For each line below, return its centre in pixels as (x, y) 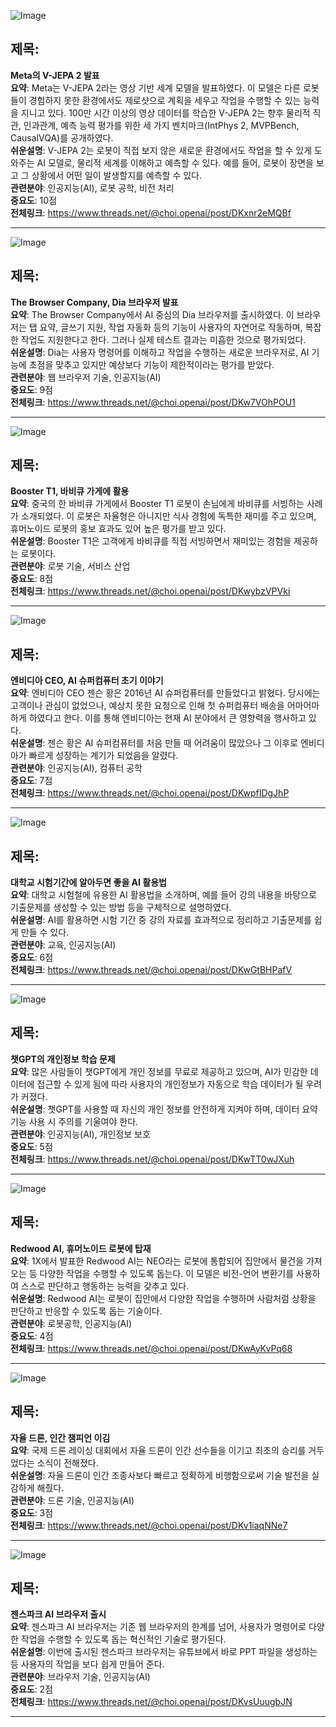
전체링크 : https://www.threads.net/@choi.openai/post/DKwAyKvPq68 (151, 1348)
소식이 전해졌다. (67, 1462)
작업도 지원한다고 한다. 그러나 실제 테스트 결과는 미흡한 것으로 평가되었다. (163, 339)
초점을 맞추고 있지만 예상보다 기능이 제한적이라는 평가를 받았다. (151, 364)
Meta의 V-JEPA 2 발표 (55, 75)
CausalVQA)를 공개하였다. (62, 137)
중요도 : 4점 (32, 1336)
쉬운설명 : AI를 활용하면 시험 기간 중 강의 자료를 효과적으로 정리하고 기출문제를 (161, 920)
